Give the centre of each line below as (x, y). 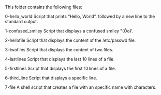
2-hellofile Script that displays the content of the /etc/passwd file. (71, 40)
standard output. (22, 22)
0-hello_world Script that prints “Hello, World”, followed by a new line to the (80, 16)
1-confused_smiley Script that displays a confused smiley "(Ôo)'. (69, 31)
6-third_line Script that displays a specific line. (51, 78)
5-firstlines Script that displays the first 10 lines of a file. (60, 68)
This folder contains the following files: (44, 7)
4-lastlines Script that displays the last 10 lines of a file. (60, 59)
